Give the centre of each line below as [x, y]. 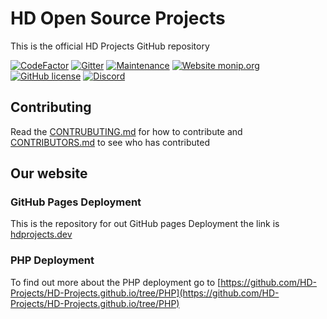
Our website [49, 173]
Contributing [51, 107]
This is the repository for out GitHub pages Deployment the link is [145, 224]
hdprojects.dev [41, 234]
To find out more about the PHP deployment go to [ [116, 282]
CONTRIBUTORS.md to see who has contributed [110, 142]
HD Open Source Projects [118, 18]
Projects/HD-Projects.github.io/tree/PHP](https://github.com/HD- [145, 293]
